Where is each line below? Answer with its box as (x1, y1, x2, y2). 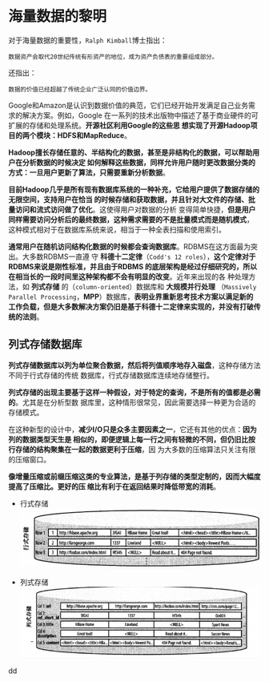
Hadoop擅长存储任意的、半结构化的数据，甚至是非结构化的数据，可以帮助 (8, 147, 253, 157)
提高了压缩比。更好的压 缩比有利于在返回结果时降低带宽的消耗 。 (8, 482, 221, 491)
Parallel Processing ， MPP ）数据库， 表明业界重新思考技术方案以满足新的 (8, 292, 254, 301)
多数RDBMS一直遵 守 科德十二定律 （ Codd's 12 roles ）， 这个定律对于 (29, 252, 256, 261)
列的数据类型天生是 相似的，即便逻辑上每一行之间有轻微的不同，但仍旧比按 (8, 434, 256, 444)
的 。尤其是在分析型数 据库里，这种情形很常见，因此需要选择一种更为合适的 (8, 397, 256, 407)
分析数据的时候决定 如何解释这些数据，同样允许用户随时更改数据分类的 (22, 157, 256, 167)
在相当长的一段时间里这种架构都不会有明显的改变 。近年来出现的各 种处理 (8, 272, 249, 281)
